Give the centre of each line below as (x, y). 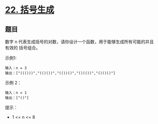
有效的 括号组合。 (22, 48)
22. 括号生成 (30, 10)
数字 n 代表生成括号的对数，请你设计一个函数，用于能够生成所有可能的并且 (79, 42)
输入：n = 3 (16, 68)
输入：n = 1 (16, 93)
